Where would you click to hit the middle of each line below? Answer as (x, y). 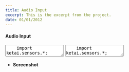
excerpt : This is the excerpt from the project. (58, 15)
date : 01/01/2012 (24, 20)
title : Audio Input (26, 10)
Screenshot (25, 64)
